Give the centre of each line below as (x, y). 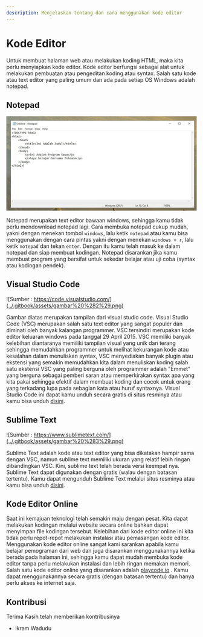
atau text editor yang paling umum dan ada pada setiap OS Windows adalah (101, 79)
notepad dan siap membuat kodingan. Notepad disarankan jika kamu (92, 252)
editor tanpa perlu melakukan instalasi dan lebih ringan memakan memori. (98, 564)
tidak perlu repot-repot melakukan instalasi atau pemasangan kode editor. (98, 538)
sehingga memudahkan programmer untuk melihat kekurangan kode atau (98, 349)
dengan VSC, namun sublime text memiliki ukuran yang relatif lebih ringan (98, 459)
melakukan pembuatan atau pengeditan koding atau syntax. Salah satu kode (101, 73)
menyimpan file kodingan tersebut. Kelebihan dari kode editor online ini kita (100, 532)
